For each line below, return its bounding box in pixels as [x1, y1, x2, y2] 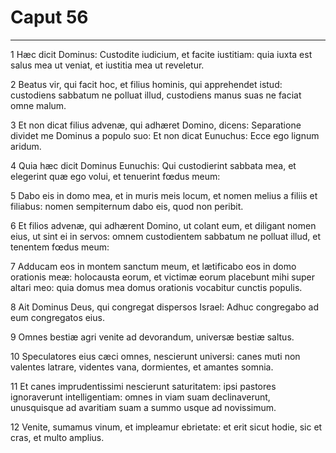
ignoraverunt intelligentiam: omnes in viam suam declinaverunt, [10, 391, 271, 403]
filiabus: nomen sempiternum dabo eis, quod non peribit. [10, 200, 244, 212]
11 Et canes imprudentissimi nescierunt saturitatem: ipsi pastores [10, 380, 277, 392]
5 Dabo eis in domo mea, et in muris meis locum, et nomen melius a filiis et [10, 189, 318, 201]
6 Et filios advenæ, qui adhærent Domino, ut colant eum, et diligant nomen [10, 219, 317, 231]
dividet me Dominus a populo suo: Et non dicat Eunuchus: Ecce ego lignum [10, 129, 320, 141]
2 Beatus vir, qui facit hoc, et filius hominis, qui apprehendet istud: [10, 78, 283, 90]
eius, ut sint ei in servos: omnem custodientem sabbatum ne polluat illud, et [10, 230, 322, 242]
